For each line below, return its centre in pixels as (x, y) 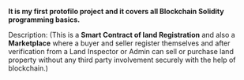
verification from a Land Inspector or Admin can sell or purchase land (121, 51)
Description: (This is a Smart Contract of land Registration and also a (122, 35)
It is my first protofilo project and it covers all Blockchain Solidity (116, 11)
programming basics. (44, 20)
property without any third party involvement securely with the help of (122, 60)
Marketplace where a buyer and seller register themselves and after (119, 43)
